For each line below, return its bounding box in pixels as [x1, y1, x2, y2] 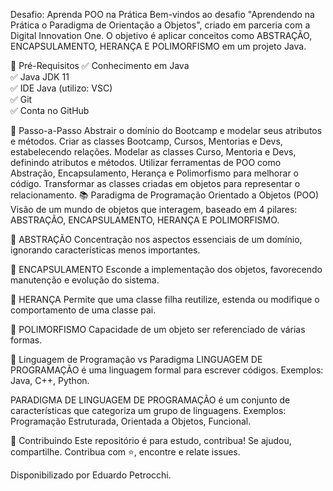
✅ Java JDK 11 [10, 71, 70, 83]
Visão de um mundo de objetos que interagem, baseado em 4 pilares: [10, 204, 298, 215]
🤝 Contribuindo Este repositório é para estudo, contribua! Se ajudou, [10, 435, 292, 446]
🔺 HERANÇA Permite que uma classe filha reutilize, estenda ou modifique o [10, 294, 320, 305]
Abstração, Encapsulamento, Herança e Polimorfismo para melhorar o [10, 167, 299, 179]
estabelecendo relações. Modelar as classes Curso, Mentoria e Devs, [10, 146, 297, 158]
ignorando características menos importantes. [10, 244, 201, 256]
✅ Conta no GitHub [10, 105, 90, 116]
